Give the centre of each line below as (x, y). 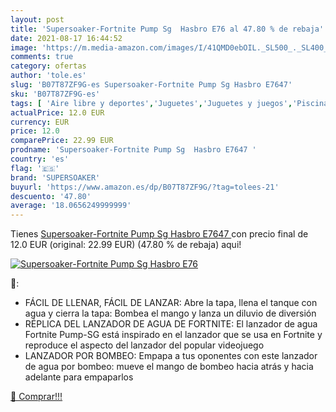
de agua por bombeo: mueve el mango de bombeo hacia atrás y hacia (169, 367)
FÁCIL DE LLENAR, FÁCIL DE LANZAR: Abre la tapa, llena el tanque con (171, 303)
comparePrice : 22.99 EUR (62, 141)
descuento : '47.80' (51, 196)
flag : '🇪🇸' (35, 168)
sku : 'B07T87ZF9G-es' (55, 94)
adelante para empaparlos (79, 377)
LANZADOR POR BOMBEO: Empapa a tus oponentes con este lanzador (171, 356)
